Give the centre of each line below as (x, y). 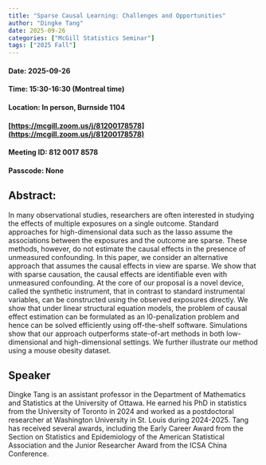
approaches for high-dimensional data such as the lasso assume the (121, 231)
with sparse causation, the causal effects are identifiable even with (118, 274)
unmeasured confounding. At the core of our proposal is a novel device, (126, 282)
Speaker (29, 375)
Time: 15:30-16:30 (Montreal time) (66, 89)
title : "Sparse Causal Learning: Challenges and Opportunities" (117, 16)
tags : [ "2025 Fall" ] (43, 45)
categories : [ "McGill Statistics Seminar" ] (82, 38)
